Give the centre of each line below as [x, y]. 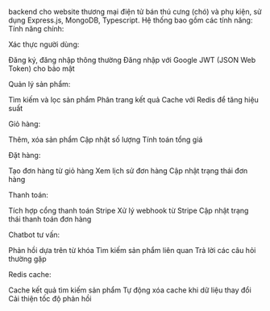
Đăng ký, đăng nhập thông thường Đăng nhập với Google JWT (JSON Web [132, 60]
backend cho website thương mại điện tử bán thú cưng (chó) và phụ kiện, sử [135, 12]
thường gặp [27, 259]
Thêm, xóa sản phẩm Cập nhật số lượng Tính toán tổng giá [106, 139]
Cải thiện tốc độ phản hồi [50, 299]
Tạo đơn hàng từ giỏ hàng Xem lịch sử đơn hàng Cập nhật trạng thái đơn [128, 171]
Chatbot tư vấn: [34, 234]
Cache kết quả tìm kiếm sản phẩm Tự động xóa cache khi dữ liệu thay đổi [130, 290]
